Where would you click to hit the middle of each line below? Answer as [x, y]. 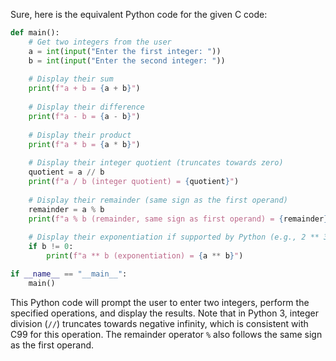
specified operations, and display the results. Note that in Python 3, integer [165, 313]
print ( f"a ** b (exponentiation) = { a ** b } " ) [145, 256]
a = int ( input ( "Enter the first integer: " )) [125, 51]
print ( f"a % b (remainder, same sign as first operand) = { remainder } [178, 219]
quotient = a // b [66, 172]
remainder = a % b [66, 209]
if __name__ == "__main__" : [69, 274]
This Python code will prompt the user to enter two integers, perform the [160, 302]
